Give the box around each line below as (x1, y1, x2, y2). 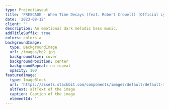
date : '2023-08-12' (5, 17, 46, 22)
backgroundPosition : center (10, 59, 69, 64)
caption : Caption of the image (10, 91, 75, 96)
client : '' (5, 21, 28, 27)
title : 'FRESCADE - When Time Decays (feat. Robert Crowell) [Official (5, 12, 158, 17)
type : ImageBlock (10, 77, 46, 82)
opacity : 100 (10, 68, 37, 73)
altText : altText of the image (10, 86, 75, 92)
